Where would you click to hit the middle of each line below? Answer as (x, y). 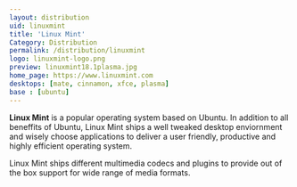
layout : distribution (49, 17)
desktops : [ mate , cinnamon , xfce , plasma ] (89, 84)
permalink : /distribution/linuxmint (77, 51)
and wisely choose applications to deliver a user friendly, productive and (143, 136)
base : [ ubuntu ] (39, 92)
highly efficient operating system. (71, 146)
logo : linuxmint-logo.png (57, 59)
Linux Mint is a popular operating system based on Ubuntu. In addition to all (149, 118)
